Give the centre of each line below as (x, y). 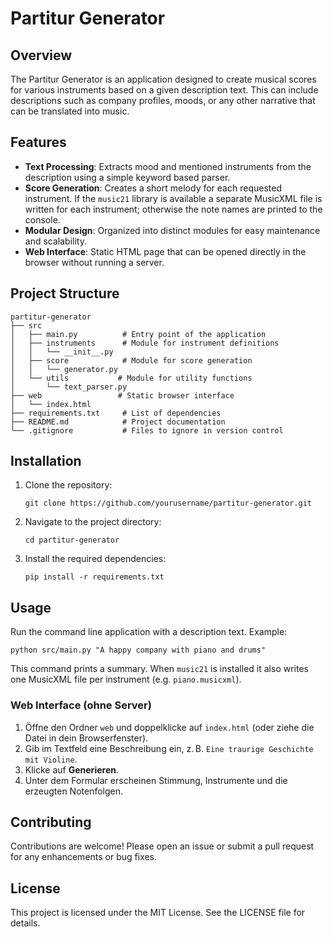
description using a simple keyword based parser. (127, 177)
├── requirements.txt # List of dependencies (116, 413)
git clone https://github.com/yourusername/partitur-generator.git (168, 503)
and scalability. (55, 241)
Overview (41, 55)
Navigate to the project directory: (93, 522)
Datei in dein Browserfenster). (86, 738)
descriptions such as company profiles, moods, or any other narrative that (163, 100)
